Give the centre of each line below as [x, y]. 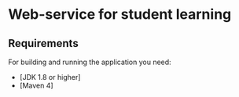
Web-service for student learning [120, 14]
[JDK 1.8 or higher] [50, 77]
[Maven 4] [36, 85]
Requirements [43, 43]
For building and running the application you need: [90, 62]
